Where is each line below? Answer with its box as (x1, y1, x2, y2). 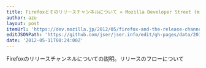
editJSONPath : (6, 32, 43, 38)
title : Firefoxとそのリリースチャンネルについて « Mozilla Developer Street (6, 9, 192, 15)
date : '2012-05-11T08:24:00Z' (6, 37, 84, 43)
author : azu (6, 15, 37, 21)
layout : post (6, 20, 40, 26)
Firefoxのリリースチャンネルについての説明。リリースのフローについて (6, 55, 184, 62)
